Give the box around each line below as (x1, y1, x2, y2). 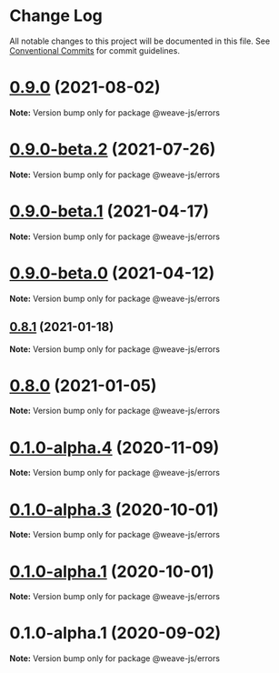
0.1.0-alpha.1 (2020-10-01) (9, 561, 215, 582)
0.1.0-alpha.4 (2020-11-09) (9, 437, 220, 457)
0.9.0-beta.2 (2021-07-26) (9, 139, 216, 160)
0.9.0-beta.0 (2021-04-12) (9, 263, 215, 283)
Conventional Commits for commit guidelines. (9, 45, 180, 55)
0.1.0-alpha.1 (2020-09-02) (9, 623, 222, 644)
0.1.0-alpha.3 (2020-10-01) (9, 499, 220, 519)
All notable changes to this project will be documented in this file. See (9, 35, 271, 46)
